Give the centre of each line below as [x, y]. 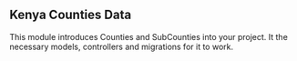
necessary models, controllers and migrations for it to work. [122, 46]
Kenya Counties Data [71, 15]
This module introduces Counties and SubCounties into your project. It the [149, 36]
